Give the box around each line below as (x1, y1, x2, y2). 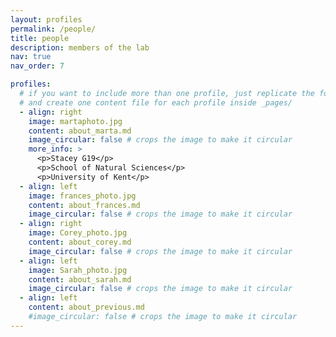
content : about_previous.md (28, 302, 145, 313)
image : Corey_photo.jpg (28, 228, 128, 238)
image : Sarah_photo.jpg (28, 265, 128, 275)
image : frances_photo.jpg (28, 191, 137, 201)
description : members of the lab (10, 42, 150, 53)
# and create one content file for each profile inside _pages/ (19, 97, 293, 108)
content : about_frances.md (28, 200, 141, 210)
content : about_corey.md (28, 237, 132, 247)
